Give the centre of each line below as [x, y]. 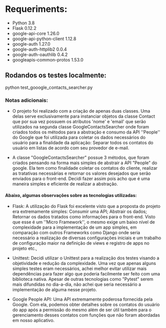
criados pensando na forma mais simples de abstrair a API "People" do [85, 163]
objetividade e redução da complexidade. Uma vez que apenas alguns [84, 263]
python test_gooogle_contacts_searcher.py [49, 87]
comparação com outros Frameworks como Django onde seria [76, 233]
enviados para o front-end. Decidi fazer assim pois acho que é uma [81, 179]
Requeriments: [36, 9]
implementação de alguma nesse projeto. [55, 290]
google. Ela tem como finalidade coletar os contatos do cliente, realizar [85, 168]
